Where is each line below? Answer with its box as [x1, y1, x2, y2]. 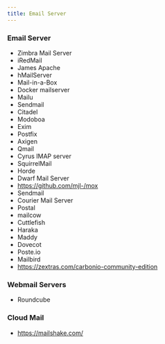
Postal [17, 203, 36, 212]
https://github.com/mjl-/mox [17, 181, 98, 189]
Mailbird [17, 255, 41, 264]
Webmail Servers [7, 279, 67, 289]
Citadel [17, 108, 38, 116]
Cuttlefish [17, 218, 46, 226]
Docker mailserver [17, 85, 71, 94]
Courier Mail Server [17, 196, 73, 205]
